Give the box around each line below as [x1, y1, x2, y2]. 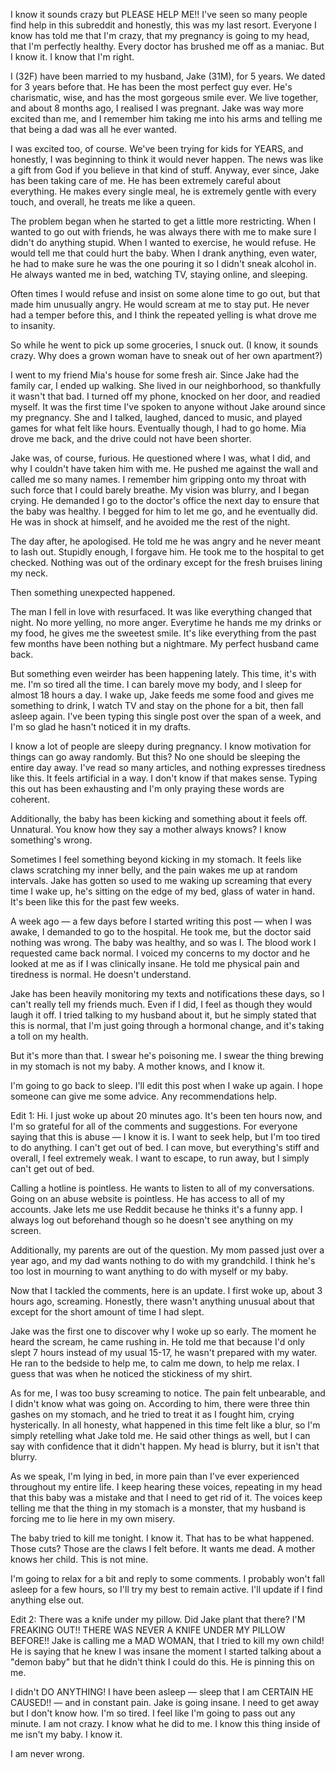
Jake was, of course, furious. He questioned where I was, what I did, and [10, 452, 311, 464]
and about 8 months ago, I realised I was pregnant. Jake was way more [10, 102, 304, 114]
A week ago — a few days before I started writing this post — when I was [10, 915, 312, 927]
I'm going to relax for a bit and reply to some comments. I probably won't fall [10, 1573, 325, 1584]
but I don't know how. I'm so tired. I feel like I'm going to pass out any [10, 1707, 296, 1719]
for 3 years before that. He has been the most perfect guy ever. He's [10, 81, 293, 93]
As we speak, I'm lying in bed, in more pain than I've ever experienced [10, 1470, 300, 1482]
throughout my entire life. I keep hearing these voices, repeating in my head [10, 1481, 323, 1493]
